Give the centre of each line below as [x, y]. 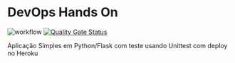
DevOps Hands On [63, 12]
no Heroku [23, 53]
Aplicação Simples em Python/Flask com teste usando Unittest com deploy [117, 45]
